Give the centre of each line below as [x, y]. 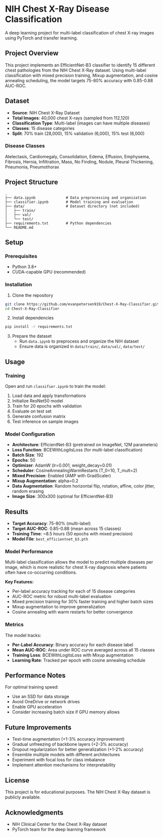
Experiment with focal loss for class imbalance [58, 760]
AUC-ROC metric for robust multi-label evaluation [62, 597]
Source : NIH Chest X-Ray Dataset [46, 112]
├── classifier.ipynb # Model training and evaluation [69, 202]
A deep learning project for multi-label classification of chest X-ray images [80, 33]
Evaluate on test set [32, 411]
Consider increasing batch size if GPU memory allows [66, 712]
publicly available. [23, 797]
